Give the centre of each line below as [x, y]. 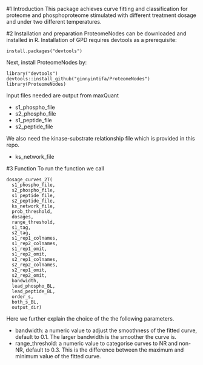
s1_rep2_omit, [29, 254]
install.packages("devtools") [45, 51]
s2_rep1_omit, [29, 270]
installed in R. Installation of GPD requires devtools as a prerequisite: [92, 40]
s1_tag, [22, 228]
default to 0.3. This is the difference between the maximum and [105, 350]
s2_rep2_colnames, [35, 265]
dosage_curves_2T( [29, 179]
